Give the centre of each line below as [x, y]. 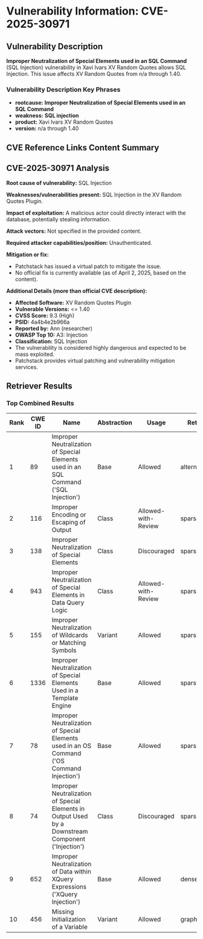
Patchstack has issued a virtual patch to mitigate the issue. [88, 266]
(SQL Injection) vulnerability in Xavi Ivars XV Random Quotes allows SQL [96, 67]
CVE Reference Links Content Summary [83, 148]
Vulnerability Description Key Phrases [63, 89]
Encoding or [69, 515]
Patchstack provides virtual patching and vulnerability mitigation [95, 360]
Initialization [69, 920]
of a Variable [69, 927]
